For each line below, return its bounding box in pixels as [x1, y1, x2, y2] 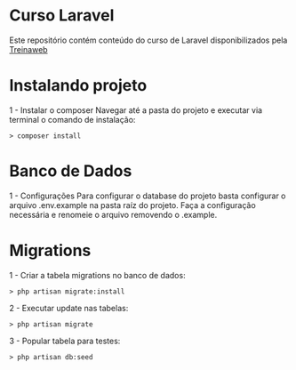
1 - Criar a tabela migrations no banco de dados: [9, 269, 186, 280]
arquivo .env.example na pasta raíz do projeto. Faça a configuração [9, 199, 256, 210]
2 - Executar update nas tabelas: [9, 302, 129, 313]
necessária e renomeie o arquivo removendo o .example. [9, 209, 218, 220]
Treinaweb [9, 44, 48, 54]
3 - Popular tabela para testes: [9, 335, 121, 346]
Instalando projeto [9, 76, 148, 96]
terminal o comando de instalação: [9, 114, 136, 125]
